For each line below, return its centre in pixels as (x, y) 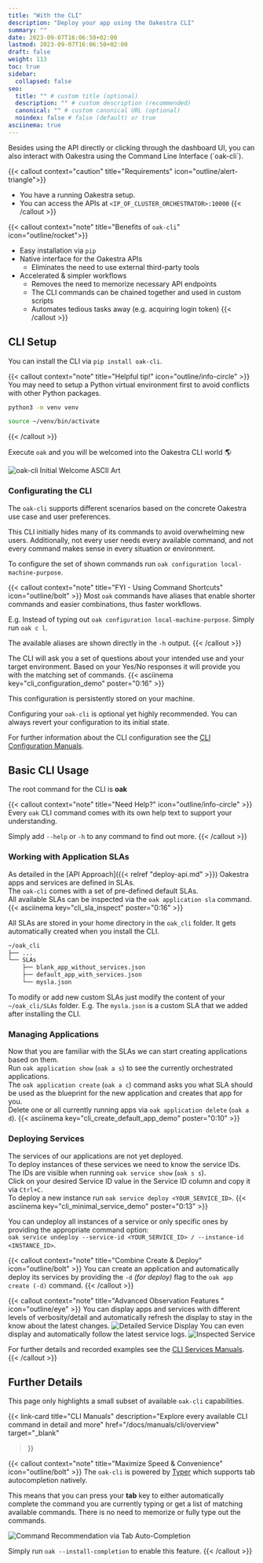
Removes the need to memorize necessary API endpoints (124, 283)
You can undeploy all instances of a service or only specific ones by (118, 1221)
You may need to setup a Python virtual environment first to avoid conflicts (129, 384)
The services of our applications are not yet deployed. (95, 1156)
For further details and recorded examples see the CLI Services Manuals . (126, 1349)
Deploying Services (46, 1139)
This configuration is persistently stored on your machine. (101, 698)
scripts (42, 301)
